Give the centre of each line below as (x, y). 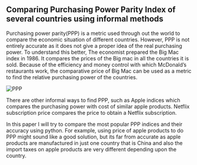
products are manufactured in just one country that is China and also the (95, 143)
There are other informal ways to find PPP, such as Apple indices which (93, 100)
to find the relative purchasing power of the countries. (72, 77)
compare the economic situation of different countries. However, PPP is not (98, 39)
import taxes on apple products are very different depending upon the (91, 149)
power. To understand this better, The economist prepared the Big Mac (93, 52)
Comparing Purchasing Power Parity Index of (91, 10)
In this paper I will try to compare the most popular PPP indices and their (94, 124)
